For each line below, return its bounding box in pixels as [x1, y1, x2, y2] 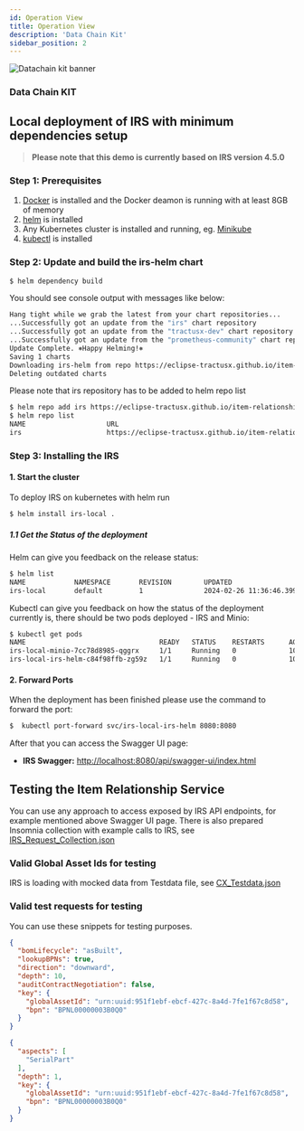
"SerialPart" [25, 1055, 75, 1064]
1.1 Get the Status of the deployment [9, 529, 147, 540]
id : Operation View [9, 13, 83, 23]
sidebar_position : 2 [9, 38, 88, 48]
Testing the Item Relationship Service [9, 781, 225, 796]
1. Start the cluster [9, 472, 80, 483]
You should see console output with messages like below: [9, 293, 225, 304]
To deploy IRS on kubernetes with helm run [9, 492, 170, 503]
